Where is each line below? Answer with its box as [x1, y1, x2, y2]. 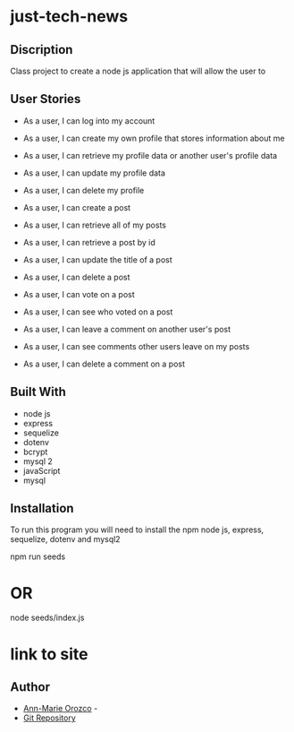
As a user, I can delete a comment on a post [22, 358, 186, 369]
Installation [10, 501, 74, 516]
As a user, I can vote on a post [22, 288, 135, 299]
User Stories [10, 91, 81, 107]
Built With [10, 384, 66, 400]
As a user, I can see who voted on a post [22, 306, 173, 317]
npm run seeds [10, 551, 66, 562]
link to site [10, 643, 88, 664]
